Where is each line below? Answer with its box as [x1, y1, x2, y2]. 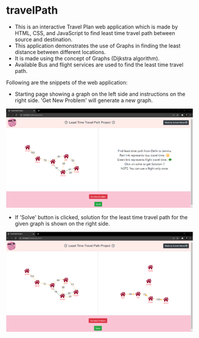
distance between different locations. [14, 48, 106, 55]
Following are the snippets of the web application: [6, 78, 128, 86]
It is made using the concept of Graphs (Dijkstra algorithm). [14, 55, 160, 62]
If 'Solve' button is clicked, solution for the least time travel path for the [14, 214, 188, 221]
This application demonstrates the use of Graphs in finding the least [14, 42, 181, 49]
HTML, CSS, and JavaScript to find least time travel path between [14, 29, 175, 36]
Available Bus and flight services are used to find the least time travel [14, 61, 184, 68]
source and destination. [14, 36, 73, 43]
